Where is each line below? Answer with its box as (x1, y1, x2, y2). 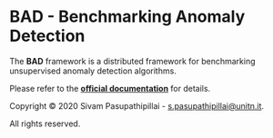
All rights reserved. (9, 118, 81, 129)
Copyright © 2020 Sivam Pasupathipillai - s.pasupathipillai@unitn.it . (9, 100, 265, 111)
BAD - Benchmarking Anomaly (9, 6, 246, 27)
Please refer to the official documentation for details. (9, 83, 211, 94)
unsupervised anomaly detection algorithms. (9, 65, 177, 76)
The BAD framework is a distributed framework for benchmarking (9, 55, 256, 66)
